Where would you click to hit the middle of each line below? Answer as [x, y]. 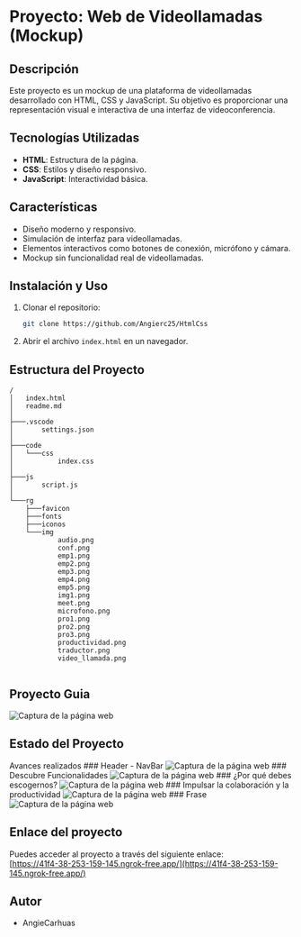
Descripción [44, 69]
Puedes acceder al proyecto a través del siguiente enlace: [117, 854]
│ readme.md [36, 406]
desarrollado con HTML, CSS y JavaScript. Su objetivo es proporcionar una [149, 100]
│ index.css [52, 461]
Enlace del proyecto [66, 832]
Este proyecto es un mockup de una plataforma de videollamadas [131, 91]
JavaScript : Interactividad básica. [85, 178]
